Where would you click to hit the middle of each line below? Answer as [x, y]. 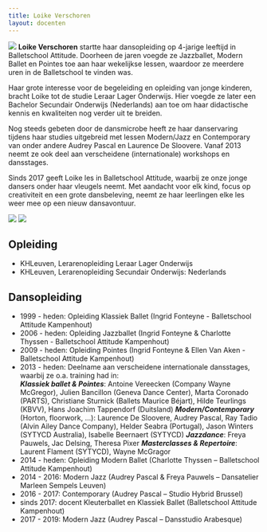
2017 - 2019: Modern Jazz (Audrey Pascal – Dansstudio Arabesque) [131, 519]
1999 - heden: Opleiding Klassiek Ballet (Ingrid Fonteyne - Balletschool [135, 316]
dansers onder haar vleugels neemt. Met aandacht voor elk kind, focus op [130, 186]
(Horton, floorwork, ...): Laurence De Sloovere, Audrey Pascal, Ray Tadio [139, 418]
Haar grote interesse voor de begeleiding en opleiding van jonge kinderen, [130, 88]
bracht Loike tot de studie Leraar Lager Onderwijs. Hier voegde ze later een [132, 96]
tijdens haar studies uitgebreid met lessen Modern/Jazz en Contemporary [130, 137]
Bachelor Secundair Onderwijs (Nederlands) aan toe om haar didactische [128, 104]
